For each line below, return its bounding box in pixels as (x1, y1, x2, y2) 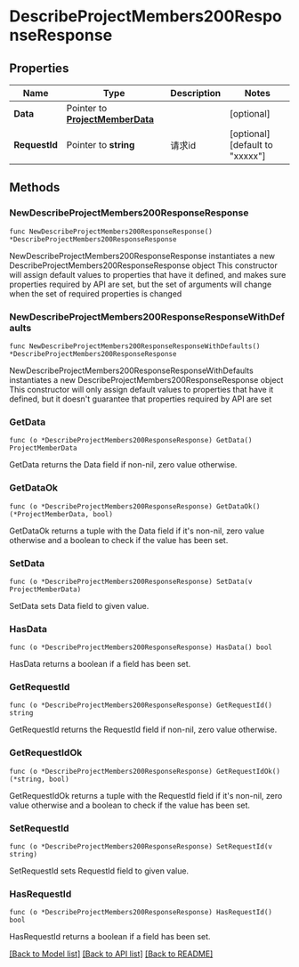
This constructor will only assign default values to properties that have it (9, 384, 274, 394)
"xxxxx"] (230, 150, 266, 162)
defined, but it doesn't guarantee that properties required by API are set (9, 394, 272, 404)
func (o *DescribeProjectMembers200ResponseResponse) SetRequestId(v (9, 842, 273, 851)
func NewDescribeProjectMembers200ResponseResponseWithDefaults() (9, 341, 261, 351)
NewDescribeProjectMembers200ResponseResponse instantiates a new (9, 250, 276, 261)
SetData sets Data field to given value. (9, 600, 149, 611)
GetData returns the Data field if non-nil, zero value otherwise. (9, 459, 238, 470)
